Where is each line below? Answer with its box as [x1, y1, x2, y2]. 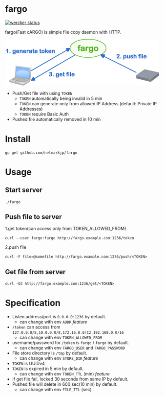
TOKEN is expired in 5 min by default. [12, 366, 84, 372]
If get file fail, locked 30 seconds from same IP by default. [12, 376, 129, 382]
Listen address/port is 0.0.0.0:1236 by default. [12, 314, 106, 320]
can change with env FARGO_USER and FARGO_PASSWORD [19, 345, 125, 351]
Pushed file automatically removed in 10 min [12, 116, 101, 122]
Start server [5, 186, 42, 194]
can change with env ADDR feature [19, 319, 87, 325]
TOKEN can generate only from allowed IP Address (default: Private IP [19, 100, 157, 106]
